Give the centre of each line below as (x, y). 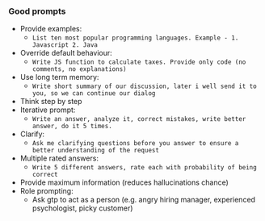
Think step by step (51, 102)
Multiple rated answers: (59, 158)
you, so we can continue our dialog (94, 94)
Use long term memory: (59, 77)
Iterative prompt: (48, 110)
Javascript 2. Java (65, 45)
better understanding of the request (96, 151)
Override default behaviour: (66, 53)
